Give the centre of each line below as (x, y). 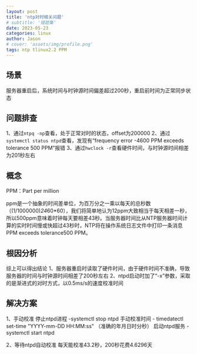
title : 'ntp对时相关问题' (35, 17)
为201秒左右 (21, 155)
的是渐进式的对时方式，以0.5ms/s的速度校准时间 (65, 283)
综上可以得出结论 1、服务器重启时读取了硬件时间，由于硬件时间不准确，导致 (98, 268)
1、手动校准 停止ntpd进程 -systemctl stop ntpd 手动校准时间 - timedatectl (95, 319)
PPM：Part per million (33, 191)
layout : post (22, 11)
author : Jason (24, 39)
